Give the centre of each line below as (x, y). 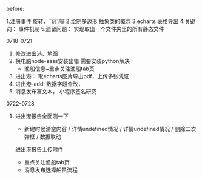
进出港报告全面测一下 (42, 116)
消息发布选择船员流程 (51, 170)
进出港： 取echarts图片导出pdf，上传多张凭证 (72, 76)
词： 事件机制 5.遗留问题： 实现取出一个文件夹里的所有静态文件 (85, 29)
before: (15, 9)
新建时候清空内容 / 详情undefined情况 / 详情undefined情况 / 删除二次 (110, 129)
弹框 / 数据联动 (43, 137)
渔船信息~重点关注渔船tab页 (59, 69)
